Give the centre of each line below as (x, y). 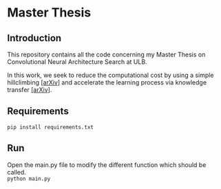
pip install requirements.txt (51, 127)
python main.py (29, 179)
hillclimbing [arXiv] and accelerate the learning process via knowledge (107, 82)
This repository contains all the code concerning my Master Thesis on (106, 54)
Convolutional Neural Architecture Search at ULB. (77, 62)
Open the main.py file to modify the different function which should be (107, 165)
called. (17, 172)
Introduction (34, 38)
